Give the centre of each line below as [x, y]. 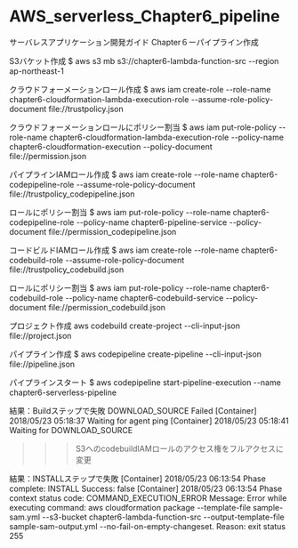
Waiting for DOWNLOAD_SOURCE [71, 430]
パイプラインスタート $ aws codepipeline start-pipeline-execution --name [145, 382]
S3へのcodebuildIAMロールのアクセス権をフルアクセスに [180, 448]
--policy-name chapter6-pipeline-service [152, 222]
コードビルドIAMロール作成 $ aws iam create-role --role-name [125, 250]
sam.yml [25, 517]
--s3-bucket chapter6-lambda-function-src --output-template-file [163, 517]
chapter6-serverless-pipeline [63, 392]
